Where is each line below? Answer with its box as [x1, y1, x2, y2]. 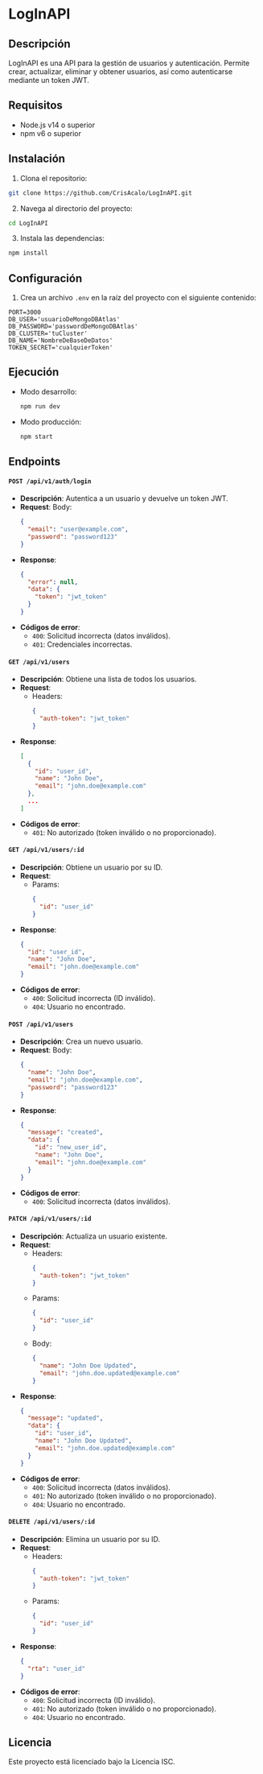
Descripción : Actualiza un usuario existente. [19, 1231, 167, 1241]
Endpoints [8, 455, 61, 469]
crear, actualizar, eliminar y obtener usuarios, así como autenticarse [8, 67, 233, 77]
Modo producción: [19, 416, 82, 427]
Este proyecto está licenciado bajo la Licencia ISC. [8, 1757, 175, 1767]
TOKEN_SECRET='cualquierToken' [8, 344, 113, 352]
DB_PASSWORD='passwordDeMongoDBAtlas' [8, 323, 138, 331]
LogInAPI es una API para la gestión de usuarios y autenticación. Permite [8, 58, 250, 68]
